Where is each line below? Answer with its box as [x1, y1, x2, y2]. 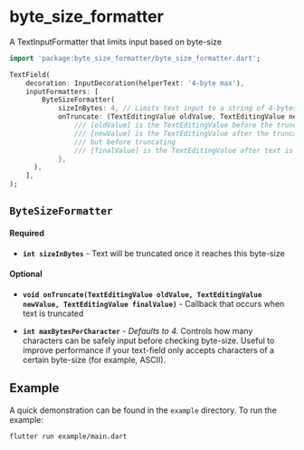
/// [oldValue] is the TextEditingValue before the [73, 120, 273, 130]
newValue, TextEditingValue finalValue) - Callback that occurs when [22, 298, 285, 309]
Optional [9, 269, 43, 280]
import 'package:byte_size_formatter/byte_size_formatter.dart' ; [9, 53, 261, 62]
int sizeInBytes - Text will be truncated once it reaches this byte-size [22, 247, 285, 259]
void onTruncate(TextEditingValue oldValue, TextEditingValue [22, 290, 262, 300]
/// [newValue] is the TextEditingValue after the [73, 129, 270, 138]
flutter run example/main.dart [9, 432, 128, 441]
